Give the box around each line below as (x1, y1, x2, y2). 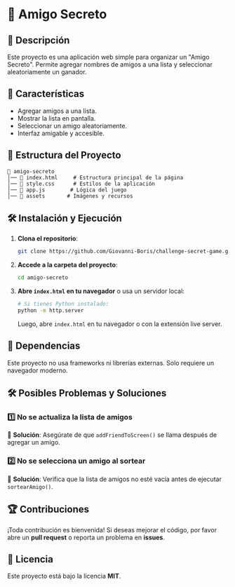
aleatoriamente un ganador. (7, 68, 87, 76)
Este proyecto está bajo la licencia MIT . (7, 572, 121, 581)
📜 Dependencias (7, 340, 81, 352)
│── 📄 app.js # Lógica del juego (7, 186, 128, 194)
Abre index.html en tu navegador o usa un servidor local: (17, 287, 184, 295)
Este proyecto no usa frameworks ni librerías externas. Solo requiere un (7, 358, 215, 367)
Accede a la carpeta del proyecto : (17, 261, 118, 269)
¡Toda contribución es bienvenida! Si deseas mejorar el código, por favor (7, 525, 217, 534)
